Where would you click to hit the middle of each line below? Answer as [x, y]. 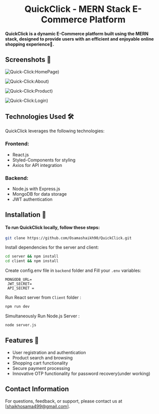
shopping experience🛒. [30, 44]
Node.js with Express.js [36, 189]
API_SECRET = [21, 288]
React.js [21, 155]
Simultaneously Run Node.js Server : [43, 316]
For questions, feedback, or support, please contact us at [64, 401]
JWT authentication [32, 199]
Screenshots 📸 [28, 60]
